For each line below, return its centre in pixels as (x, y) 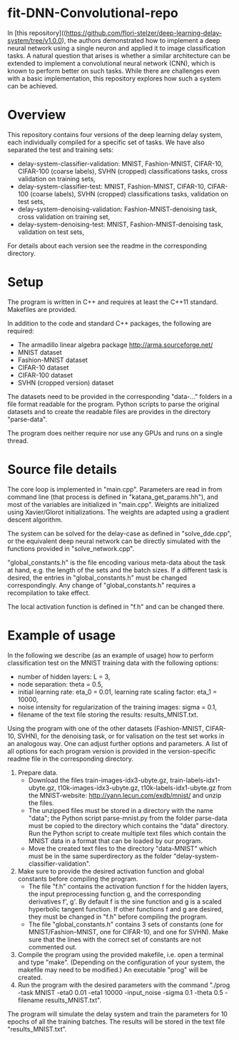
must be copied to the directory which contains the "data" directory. (128, 825)
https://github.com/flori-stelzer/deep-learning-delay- (144, 33)
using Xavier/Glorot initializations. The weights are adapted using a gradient (118, 512)
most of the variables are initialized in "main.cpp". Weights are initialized (113, 504)
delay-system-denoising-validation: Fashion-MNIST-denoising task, (117, 209)
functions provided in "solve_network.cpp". (71, 548)
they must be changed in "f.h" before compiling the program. (118, 917)
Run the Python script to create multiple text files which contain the (127, 833)
